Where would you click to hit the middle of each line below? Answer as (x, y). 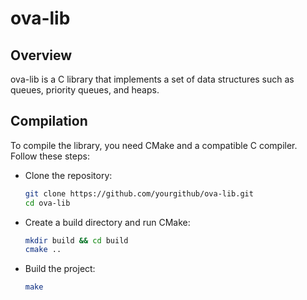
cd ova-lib (47, 203)
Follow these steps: (50, 156)
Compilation (49, 121)
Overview (41, 55)
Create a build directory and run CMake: (107, 222)
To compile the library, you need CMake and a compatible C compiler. (154, 145)
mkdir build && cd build (76, 240)
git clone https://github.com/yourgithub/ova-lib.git (139, 193)
